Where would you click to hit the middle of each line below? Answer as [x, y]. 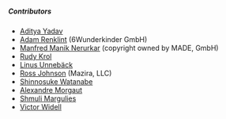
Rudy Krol [36, 56]
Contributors [30, 11]
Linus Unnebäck [46, 64]
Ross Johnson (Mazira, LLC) [66, 73]
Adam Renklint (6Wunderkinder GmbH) [83, 39]
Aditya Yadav [41, 31]
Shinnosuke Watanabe [56, 81]
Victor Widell [40, 106]
